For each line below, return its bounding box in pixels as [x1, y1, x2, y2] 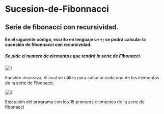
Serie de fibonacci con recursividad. [5, 23, 119, 31]
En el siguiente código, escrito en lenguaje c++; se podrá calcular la [5, 37, 146, 43]
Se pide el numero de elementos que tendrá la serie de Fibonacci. [5, 53, 141, 59]
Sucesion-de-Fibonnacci [5, 3, 109, 15]
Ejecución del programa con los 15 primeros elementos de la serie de [5, 99, 145, 105]
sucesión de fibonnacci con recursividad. [5, 42, 92, 47]
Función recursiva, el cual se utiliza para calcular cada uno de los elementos [5, 75, 160, 81]
